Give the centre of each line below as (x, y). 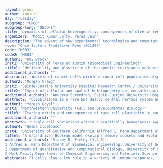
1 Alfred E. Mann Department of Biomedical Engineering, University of (79, 145)
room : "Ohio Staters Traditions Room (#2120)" (53, 46)
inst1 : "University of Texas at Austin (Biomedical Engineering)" (73, 63)
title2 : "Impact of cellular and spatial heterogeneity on (66, 91)
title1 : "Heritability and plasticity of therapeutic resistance (72, 68)
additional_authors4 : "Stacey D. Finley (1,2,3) (55, 140)
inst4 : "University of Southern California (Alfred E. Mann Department (79, 131)
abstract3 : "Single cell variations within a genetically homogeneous (78, 122)
